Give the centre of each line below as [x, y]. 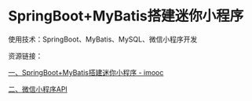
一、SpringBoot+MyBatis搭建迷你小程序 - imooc [86, 72]
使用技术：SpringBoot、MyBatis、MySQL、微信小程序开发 [103, 39]
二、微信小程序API [38, 89]
